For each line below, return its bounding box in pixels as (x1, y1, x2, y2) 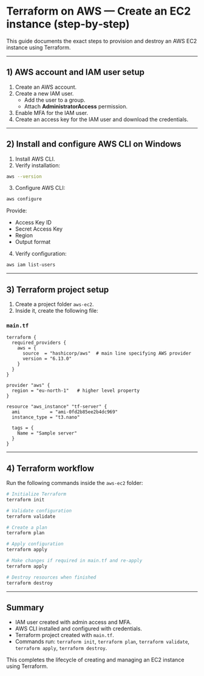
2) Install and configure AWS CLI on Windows (6, 139, 182, 150)
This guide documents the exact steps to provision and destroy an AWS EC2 (6, 37, 197, 44)
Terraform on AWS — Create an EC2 (6, 4, 191, 18)
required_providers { (12, 340, 67, 346)
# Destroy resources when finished (6, 574, 97, 580)
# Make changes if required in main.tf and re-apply (6, 558, 143, 564)
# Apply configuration (6, 541, 64, 547)
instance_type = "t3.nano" (12, 414, 80, 420)
